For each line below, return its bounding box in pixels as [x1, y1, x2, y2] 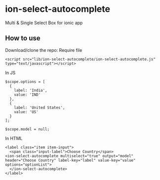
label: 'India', [14, 88, 48, 93]
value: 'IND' [14, 92, 41, 97]
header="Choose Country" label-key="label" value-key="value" [5, 158, 136, 163]
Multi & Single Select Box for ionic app [5, 20, 83, 26]
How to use [5, 34, 40, 42]
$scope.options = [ [5, 79, 45, 84]
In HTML [5, 135, 23, 141]
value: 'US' [14, 109, 39, 114]
